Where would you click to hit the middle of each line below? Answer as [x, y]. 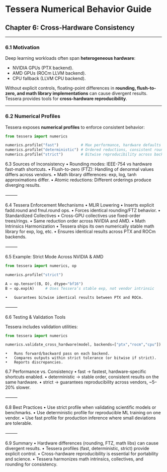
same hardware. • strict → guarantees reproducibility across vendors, [77, 382]
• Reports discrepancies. [34, 362]
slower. [23, 387]
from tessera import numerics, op [41, 266]
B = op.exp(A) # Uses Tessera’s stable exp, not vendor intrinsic [80, 288]
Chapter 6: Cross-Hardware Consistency [70, 28]
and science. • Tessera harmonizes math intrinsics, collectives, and [74, 459]
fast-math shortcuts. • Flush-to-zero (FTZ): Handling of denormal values [80, 169]
